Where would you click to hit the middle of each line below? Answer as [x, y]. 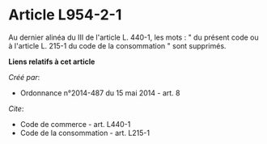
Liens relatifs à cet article [52, 61]
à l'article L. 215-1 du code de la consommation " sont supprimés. [117, 45]
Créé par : [24, 77]
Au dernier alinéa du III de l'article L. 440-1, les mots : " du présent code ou [133, 37]
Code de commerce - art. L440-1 [75, 124]
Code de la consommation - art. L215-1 [85, 133]
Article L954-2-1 [65, 15]
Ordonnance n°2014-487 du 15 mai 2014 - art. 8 [100, 93]
